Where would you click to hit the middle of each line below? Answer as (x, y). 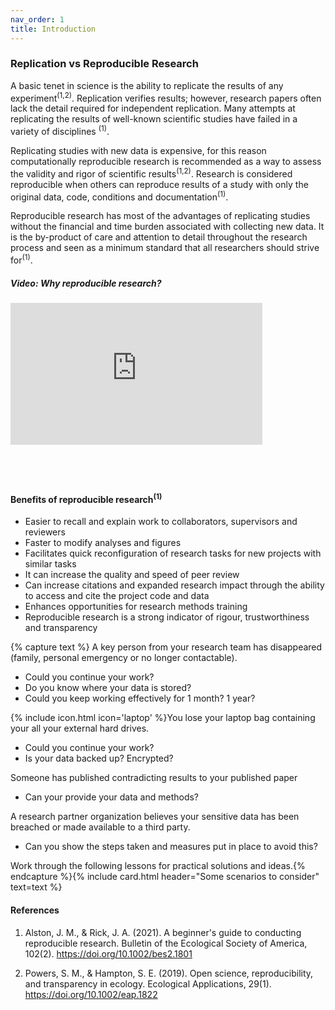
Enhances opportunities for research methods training (136, 607)
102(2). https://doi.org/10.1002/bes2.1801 (108, 953)
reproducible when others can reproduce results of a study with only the (159, 184)
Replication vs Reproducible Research (104, 64)
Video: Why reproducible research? (86, 283)
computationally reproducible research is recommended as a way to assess (166, 162)
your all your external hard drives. (80, 728)
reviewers (45, 532)
